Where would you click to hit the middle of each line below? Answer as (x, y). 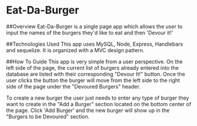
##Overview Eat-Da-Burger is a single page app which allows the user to (94, 26)
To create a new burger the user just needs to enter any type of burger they (98, 98)
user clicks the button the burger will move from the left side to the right (93, 80)
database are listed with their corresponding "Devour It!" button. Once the (96, 74)
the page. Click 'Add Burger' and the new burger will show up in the (88, 110)
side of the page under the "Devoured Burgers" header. (74, 86)
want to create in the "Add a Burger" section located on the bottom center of (99, 104)
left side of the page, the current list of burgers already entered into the (93, 67)
